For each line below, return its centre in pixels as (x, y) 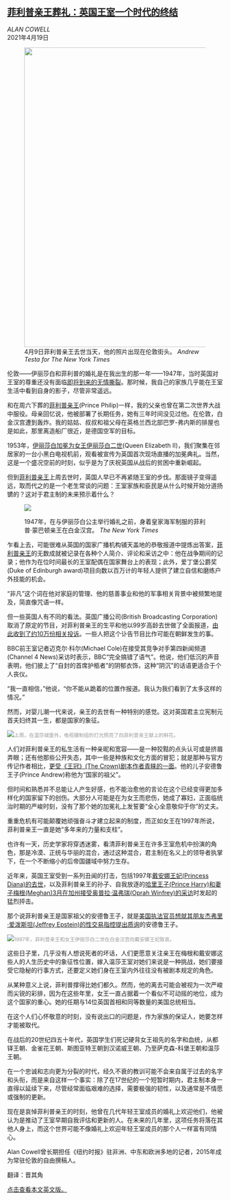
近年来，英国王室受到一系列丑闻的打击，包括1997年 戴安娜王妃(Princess (108, 875)
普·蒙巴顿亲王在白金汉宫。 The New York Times (91, 530)
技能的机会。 (31, 579)
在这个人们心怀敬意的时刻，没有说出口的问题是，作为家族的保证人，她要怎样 (115, 1016)
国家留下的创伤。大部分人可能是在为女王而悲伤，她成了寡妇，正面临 (121, 797)
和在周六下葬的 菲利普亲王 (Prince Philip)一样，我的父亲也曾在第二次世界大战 (114, 405)
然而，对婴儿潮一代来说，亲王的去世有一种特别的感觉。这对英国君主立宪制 (112, 712)
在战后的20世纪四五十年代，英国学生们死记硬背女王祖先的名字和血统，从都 (113, 1039)
